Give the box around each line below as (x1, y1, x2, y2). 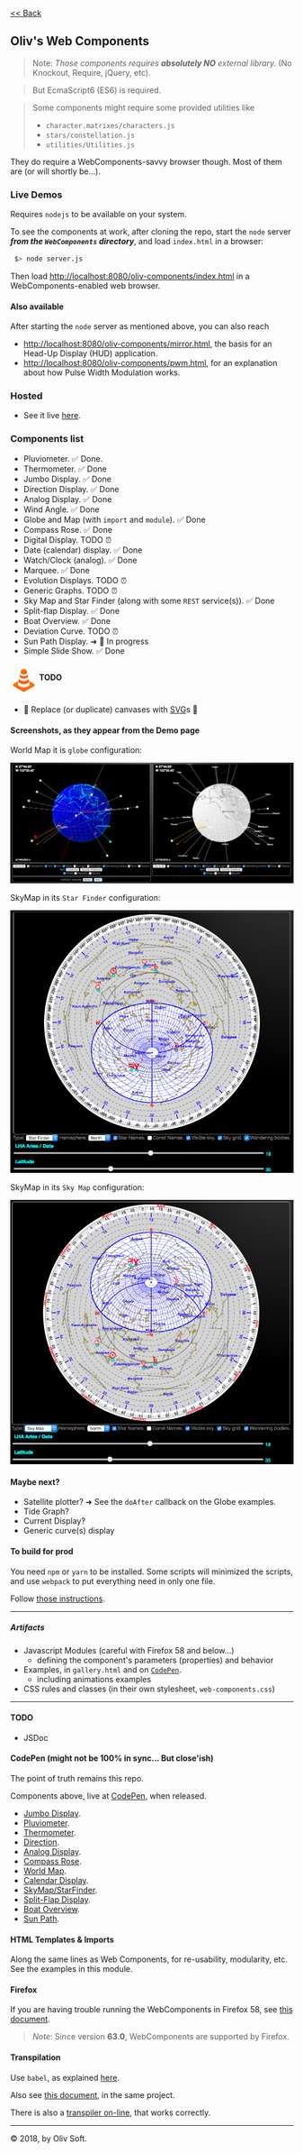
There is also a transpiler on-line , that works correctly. (10, 2107, 211, 2118)
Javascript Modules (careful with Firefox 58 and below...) (22, 1645, 235, 1655)
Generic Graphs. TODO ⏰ (22, 585, 118, 596)
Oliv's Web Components (10, 33, 149, 49)
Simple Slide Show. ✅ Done (22, 645, 125, 656)
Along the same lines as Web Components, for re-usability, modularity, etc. (10, 1954, 289, 1965)
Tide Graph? (22, 1506, 70, 1517)
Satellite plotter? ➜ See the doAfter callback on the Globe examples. (22, 1497, 277, 1507)
